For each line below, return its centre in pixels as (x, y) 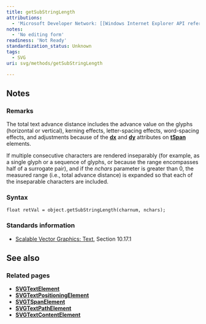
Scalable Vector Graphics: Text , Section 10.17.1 (73, 239)
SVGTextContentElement (48, 315)
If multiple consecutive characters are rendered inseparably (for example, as (103, 156)
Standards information (41, 225)
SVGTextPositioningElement (52, 295)
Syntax (17, 198)
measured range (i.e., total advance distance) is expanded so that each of (100, 175)
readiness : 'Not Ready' (37, 40)
